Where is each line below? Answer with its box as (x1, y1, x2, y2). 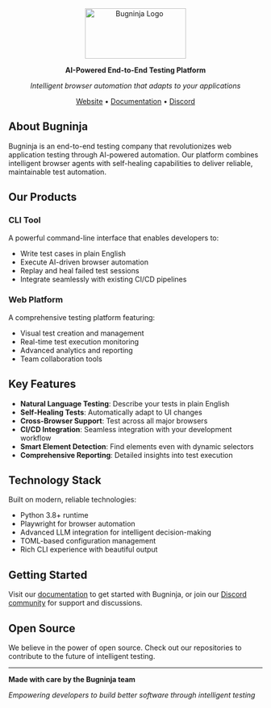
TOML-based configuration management (19, 536, 156, 546)
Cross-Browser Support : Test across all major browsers (19, 415, 208, 426)
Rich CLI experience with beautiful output (19, 544, 158, 555)
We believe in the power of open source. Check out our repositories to (8, 643, 242, 652)
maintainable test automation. (8, 167, 107, 177)
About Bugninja (8, 120, 89, 134)
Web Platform (8, 294, 63, 306)
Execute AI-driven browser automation (19, 257, 149, 267)
